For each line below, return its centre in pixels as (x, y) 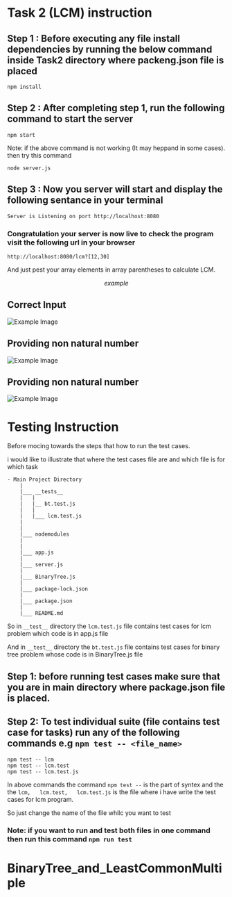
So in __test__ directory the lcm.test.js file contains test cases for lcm (109, 626)
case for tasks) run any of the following (93, 733)
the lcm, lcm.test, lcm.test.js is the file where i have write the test (111, 792)
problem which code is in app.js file (58, 634)
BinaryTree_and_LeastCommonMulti (115, 868)
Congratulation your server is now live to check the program (110, 233)
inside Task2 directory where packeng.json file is (116, 60)
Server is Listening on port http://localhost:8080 (83, 216)
